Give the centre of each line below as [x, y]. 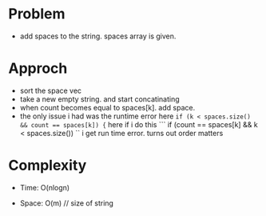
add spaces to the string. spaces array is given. [98, 36]
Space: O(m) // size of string [67, 203]
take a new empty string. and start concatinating [99, 99]
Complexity [48, 166]
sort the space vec [51, 90]
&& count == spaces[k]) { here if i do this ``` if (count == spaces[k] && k [139, 124]
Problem [37, 14]
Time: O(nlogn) [45, 187]
